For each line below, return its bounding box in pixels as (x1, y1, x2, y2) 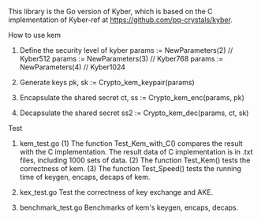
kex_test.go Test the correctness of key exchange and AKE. (19, 188, 214, 196)
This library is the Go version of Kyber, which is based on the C (8, 7, 213, 16)
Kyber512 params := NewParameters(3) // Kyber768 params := (19, 54, 224, 63)
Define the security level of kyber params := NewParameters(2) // (19, 46, 233, 54)
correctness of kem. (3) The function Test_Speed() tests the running (19, 164, 242, 173)
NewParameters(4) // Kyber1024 (19, 62, 126, 72)
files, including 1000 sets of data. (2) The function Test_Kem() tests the (19, 155, 251, 165)
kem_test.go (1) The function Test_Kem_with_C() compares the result (19, 139, 243, 148)
